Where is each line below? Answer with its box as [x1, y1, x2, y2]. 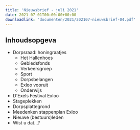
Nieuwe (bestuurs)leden [12, 114, 64, 120]
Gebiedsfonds [20, 60, 50, 66]
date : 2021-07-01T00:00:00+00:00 [5, 12, 77, 17]
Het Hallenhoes [20, 55, 53, 61]
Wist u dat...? [12, 120, 40, 126]
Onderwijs [20, 87, 42, 93]
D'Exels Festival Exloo [12, 93, 59, 99]
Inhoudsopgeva [5, 36, 57, 44]
